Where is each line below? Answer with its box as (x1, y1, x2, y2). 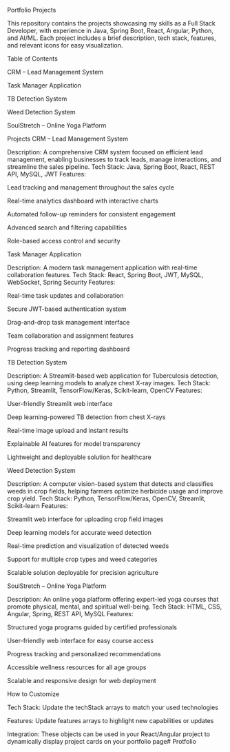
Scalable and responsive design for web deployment (7, 677, 156, 684)
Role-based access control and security (7, 237, 121, 245)
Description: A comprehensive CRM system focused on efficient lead (7, 148, 203, 156)
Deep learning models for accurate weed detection (7, 529, 151, 536)
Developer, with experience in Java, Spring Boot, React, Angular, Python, (7, 27, 213, 34)
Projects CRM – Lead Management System (7, 134, 129, 143)
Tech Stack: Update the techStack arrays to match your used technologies (7, 703, 219, 711)
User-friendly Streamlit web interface (7, 400, 113, 407)
